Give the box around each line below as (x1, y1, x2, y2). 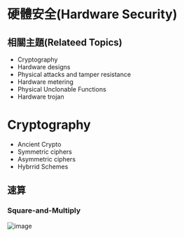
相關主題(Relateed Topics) (7, 36, 122, 48)
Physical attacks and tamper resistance (17, 71, 132, 78)
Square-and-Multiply (7, 206, 81, 215)
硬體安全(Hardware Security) (7, 6, 178, 22)
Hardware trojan (17, 92, 64, 101)
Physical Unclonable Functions (17, 85, 106, 93)
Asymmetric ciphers (17, 155, 76, 163)
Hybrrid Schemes (17, 162, 69, 171)
